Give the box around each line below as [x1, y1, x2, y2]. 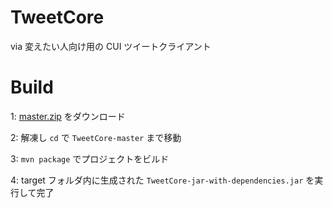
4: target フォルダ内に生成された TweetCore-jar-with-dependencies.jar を [10, 174, 315, 186]
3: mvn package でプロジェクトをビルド [10, 152, 170, 165]
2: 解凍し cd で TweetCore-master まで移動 [10, 131, 182, 143]
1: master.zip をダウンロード [10, 110, 126, 122]
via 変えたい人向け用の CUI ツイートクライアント [10, 40, 212, 52]
